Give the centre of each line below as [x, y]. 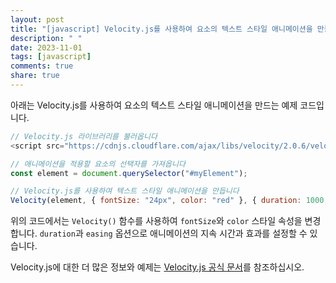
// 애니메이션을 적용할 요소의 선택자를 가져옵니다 [98, 164]
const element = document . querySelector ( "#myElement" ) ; [129, 173]
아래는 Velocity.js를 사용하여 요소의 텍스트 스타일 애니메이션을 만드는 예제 [154, 105]
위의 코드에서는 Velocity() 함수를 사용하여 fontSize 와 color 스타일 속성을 [156, 221]
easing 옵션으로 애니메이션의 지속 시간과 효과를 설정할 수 [196, 233]
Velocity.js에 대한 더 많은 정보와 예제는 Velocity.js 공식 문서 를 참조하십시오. [157, 267]
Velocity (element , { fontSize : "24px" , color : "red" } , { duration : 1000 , [169, 201]
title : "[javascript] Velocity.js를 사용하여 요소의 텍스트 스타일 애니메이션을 [161, 29]
